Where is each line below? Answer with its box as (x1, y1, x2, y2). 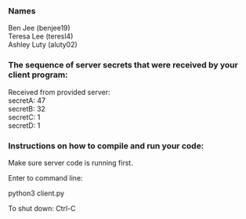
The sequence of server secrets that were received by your (8, 60, 239, 71)
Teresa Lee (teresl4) (8, 31, 74, 41)
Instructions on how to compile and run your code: (8, 140, 204, 151)
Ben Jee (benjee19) (8, 24, 71, 33)
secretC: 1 (8, 112, 41, 122)
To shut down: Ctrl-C (8, 203, 76, 213)
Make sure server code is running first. (8, 158, 133, 167)
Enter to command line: (8, 173, 84, 182)
